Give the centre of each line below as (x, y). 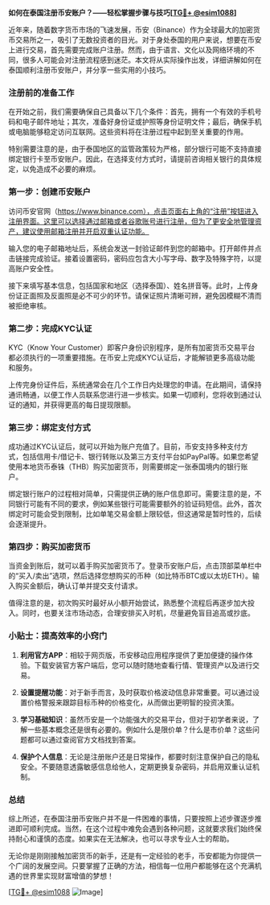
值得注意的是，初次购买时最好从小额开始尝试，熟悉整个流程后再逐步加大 (128, 603)
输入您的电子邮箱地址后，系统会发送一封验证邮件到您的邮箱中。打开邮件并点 (135, 248)
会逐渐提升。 (29, 524)
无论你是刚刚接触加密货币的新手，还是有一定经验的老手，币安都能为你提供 (131, 856)
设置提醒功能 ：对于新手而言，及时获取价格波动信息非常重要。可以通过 (136, 692)
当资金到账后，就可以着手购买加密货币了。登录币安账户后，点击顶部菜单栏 (131, 566)
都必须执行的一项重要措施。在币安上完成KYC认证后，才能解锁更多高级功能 (132, 357)
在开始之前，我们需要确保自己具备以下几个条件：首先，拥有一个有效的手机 (131, 112)
